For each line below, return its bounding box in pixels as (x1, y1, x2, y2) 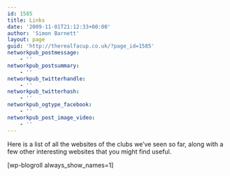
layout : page (7, 36, 45, 43)
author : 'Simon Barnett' (7, 29, 80, 37)
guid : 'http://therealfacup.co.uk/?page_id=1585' (7, 43, 155, 50)
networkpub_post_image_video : (7, 114, 96, 121)
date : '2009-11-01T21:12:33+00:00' (7, 23, 111, 30)
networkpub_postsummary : (7, 62, 80, 69)
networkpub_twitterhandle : (7, 75, 86, 82)
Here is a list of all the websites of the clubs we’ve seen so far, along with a (7, 140, 224, 148)
